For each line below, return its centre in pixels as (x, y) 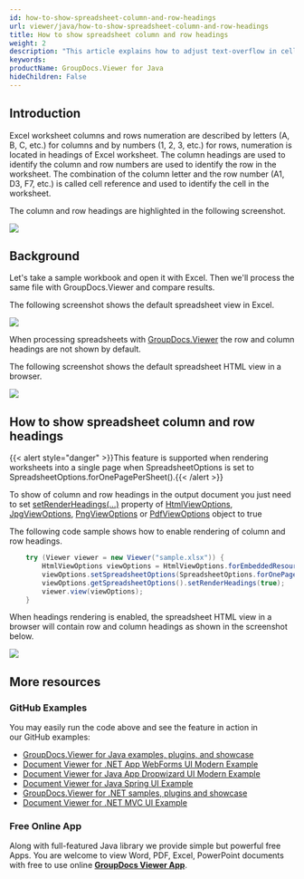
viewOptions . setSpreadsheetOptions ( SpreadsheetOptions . (149, 575)
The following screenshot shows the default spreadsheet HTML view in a (146, 367)
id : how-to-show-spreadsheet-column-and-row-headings (113, 18)
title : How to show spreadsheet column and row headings (119, 34)
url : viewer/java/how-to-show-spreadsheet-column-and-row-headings (139, 26)
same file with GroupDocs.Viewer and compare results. (112, 287)
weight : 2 (28, 43)
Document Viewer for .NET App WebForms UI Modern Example (140, 764)
